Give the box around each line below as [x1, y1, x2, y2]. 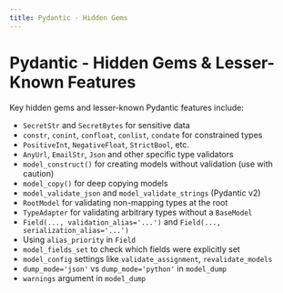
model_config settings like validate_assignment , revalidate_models [22, 253, 273, 264]
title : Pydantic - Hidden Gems [9, 13, 128, 23]
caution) [22, 167, 55, 178]
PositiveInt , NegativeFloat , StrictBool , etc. [22, 138, 189, 150]
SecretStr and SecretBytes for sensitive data [22, 119, 191, 130]
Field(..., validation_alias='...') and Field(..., [22, 216, 221, 227]
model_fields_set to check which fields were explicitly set [22, 243, 241, 255]
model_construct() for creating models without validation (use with [22, 158, 273, 169]
